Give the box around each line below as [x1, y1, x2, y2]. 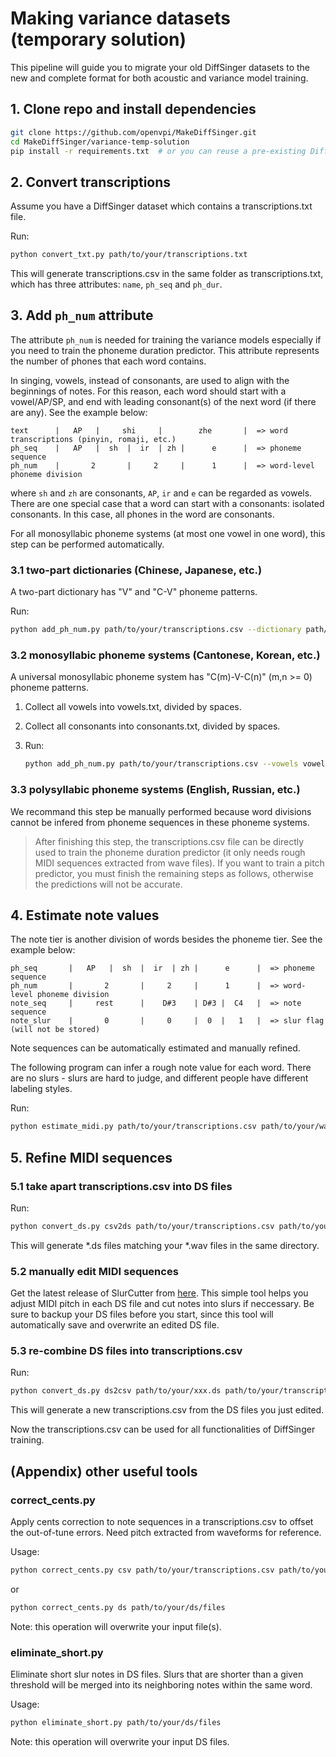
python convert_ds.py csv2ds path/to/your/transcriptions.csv [10, 1221, 275, 1231]
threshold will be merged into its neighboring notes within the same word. [10, 1678, 313, 1691]
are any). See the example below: [10, 406, 148, 418]
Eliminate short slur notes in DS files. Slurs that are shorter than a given [10, 1668, 304, 1680]
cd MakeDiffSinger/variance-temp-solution [10, 137, 190, 147]
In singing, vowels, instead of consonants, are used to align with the [10, 374, 290, 386]
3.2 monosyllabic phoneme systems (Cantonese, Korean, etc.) [10, 648, 321, 662]
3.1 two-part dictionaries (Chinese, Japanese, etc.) [10, 563, 263, 577]
